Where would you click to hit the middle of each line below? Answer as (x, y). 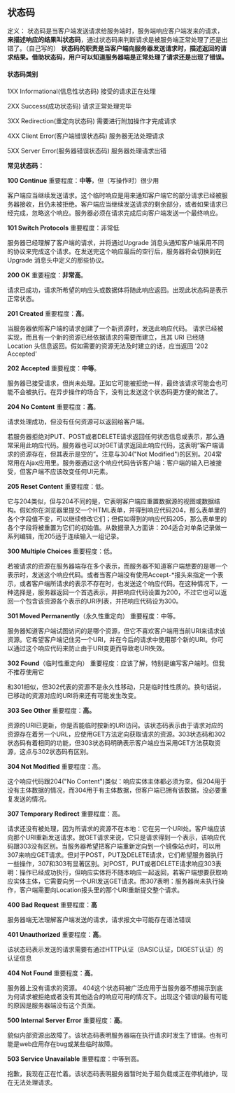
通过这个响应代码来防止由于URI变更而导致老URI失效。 (91, 648)
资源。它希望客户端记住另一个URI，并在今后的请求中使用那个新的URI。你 (113, 640)
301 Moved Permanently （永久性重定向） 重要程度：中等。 (93, 616)
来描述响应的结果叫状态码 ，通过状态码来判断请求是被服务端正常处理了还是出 (117, 39)
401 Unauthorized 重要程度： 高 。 (56, 935)
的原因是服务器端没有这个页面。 (53, 1005)
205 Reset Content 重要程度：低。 (58, 487)
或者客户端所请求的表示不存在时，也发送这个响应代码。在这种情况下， (120, 584)
